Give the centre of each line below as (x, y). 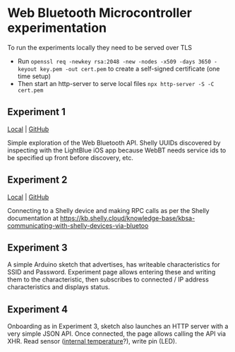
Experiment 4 (38, 309)
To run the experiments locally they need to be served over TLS (100, 47)
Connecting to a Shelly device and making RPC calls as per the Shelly (108, 210)
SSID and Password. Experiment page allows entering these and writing (112, 272)
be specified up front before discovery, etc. (71, 157)
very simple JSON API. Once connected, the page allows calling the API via (117, 334)
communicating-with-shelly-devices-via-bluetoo (78, 225)
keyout (27, 69)
